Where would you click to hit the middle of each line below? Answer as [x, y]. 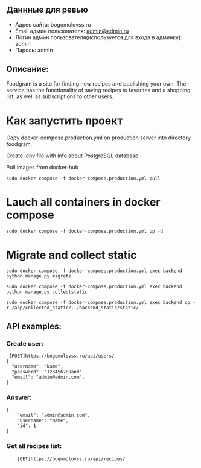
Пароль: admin [34, 50]
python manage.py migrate [39, 276]
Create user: [25, 343]
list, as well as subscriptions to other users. [60, 96]
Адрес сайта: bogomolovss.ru [53, 24]
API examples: [34, 326]
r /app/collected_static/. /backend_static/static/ [72, 308]
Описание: [28, 69]
